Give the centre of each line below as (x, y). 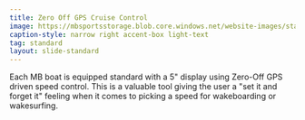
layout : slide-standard (54, 51)
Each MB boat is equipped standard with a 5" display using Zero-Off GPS (146, 77)
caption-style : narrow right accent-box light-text (109, 34)
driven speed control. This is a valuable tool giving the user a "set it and (143, 87)
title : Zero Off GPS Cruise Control (79, 18)
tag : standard (36, 43)
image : (22, 26)
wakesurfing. (34, 106)
